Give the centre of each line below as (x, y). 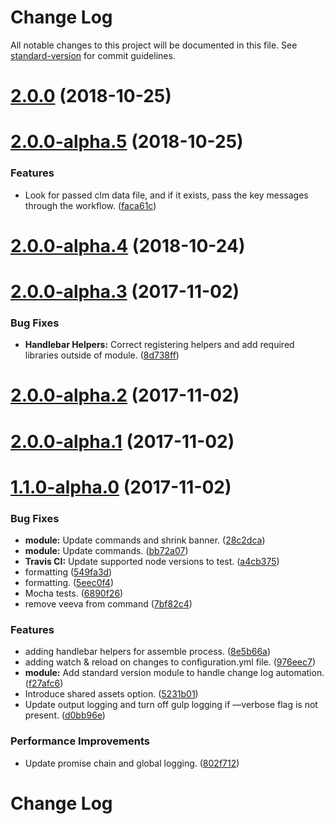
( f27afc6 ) (44, 683)
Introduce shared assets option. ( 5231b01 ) (111, 694)
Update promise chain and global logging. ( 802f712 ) (132, 763)
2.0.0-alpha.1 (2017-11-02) (122, 441)
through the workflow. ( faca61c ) (90, 205)
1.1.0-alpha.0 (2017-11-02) (121, 487)
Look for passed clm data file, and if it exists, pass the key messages (166, 195)
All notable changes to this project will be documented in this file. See (154, 45)
